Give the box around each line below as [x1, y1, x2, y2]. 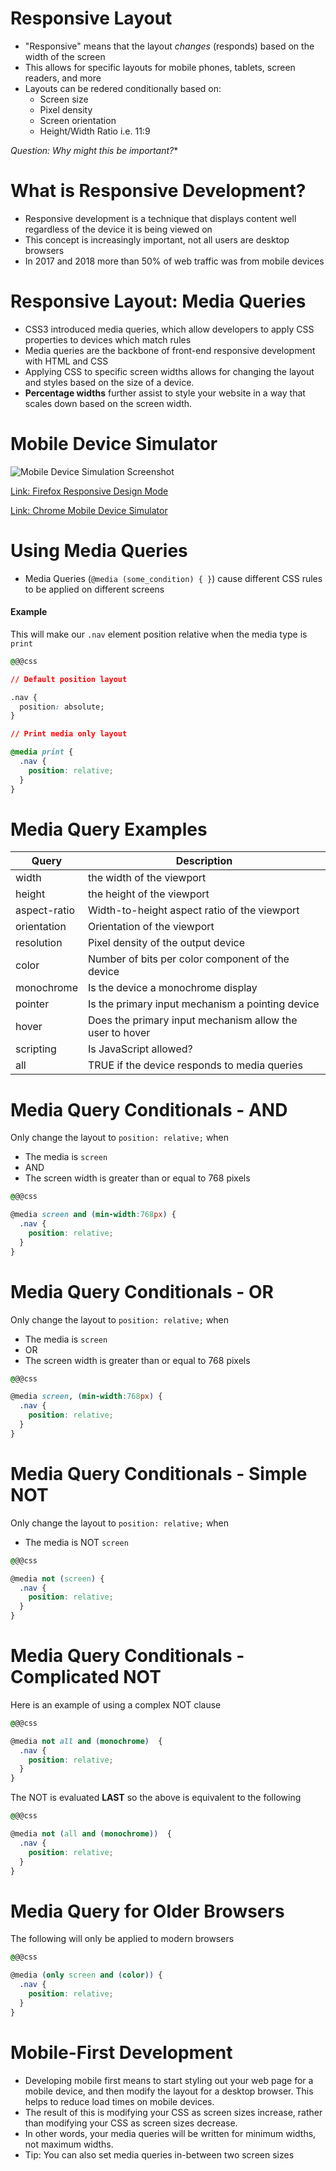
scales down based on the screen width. [24, 397, 193, 409]
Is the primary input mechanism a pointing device [87, 997, 320, 1011]
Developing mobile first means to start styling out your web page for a [24, 2074, 314, 2086]
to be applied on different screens [24, 583, 165, 595]
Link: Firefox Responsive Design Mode [10, 485, 169, 497]
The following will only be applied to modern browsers [10, 1933, 235, 1945]
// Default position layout [10, 674, 128, 684]
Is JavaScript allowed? [87, 1042, 193, 1056]
